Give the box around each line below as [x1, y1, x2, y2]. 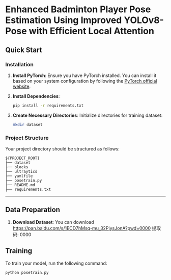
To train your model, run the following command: [5, 260, 107, 266]
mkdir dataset [12, 122, 43, 127]
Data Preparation [5, 206, 60, 214]
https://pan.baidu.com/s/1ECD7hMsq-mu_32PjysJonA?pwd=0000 [12, 225, 151, 231]
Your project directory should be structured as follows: [5, 145, 120, 151]
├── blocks [5, 164, 28, 169]
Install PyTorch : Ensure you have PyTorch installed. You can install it [12, 72, 157, 79]
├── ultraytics [5, 169, 38, 174]
